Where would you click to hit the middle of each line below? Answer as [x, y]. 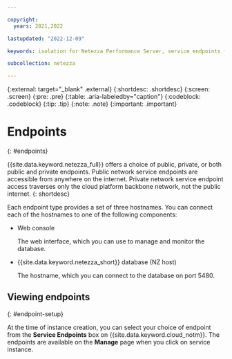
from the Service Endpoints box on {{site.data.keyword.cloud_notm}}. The [113, 334]
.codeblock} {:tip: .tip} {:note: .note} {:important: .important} [92, 104]
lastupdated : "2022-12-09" [46, 39]
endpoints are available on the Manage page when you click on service [109, 342]
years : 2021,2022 [38, 26]
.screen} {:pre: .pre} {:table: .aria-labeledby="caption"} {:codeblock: [104, 97]
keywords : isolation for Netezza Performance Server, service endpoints [114, 51]
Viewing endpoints [49, 297]
